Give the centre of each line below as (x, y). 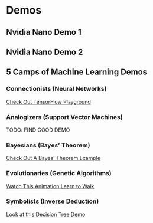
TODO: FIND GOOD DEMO (38, 130)
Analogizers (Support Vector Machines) (64, 117)
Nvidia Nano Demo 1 (44, 32)
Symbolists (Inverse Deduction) (53, 201)
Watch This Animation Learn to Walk (50, 186)
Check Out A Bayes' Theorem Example (53, 158)
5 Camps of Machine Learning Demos (77, 72)
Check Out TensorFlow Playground (49, 101)
